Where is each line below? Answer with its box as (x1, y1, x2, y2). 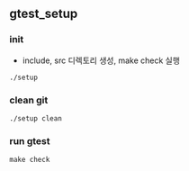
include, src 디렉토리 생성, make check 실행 (22, 55, 180, 66)
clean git (9, 94, 49, 106)
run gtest (9, 134, 50, 147)
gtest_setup (9, 6, 78, 22)
